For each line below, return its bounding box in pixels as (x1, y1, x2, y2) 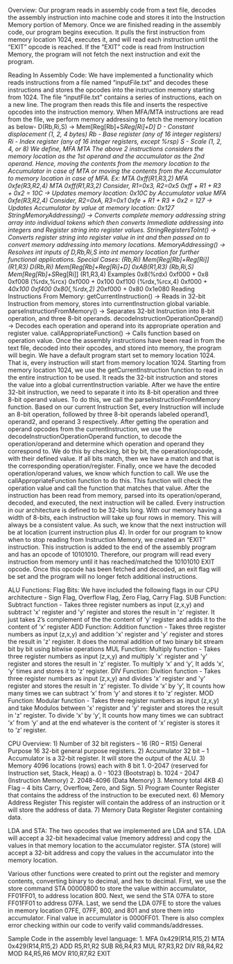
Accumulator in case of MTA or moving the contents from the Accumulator (8, 167, 222, 175)
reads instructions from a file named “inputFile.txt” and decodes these (8, 78, 209, 86)
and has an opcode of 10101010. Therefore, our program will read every (8, 550, 212, 558)
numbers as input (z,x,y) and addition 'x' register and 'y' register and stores (8, 630, 224, 638)
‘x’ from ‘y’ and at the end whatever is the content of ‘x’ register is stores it (8, 718, 221, 727)
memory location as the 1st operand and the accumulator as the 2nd (8, 152, 205, 160)
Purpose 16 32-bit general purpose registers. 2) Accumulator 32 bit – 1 (8, 747, 209, 755)
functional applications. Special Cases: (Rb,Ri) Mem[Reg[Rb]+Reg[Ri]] (8, 255, 209, 263)
